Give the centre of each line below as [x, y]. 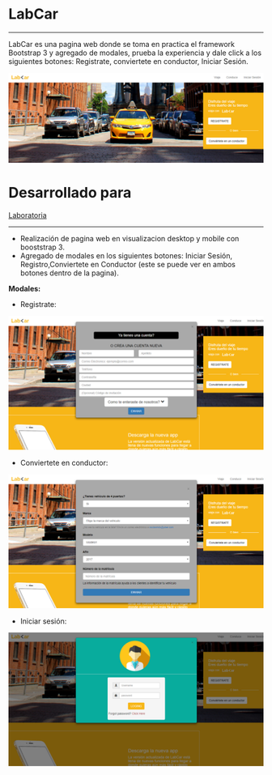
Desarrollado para [70, 193]
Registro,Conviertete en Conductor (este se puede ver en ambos [128, 265]
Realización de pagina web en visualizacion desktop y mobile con [130, 239]
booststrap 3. [42, 247]
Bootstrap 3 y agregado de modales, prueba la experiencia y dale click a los [135, 53]
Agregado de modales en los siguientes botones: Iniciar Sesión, [126, 256]
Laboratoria [28, 215]
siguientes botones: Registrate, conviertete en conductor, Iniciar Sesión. [128, 61]
